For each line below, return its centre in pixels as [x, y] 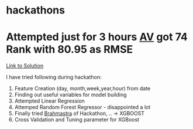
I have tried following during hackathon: [54, 77]
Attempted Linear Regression [49, 101]
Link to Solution [25, 66]
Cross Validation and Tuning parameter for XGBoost [77, 120]
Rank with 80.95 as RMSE [70, 50]
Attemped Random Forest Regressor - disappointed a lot [82, 107]
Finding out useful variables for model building [70, 95]
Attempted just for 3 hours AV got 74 [97, 37]
